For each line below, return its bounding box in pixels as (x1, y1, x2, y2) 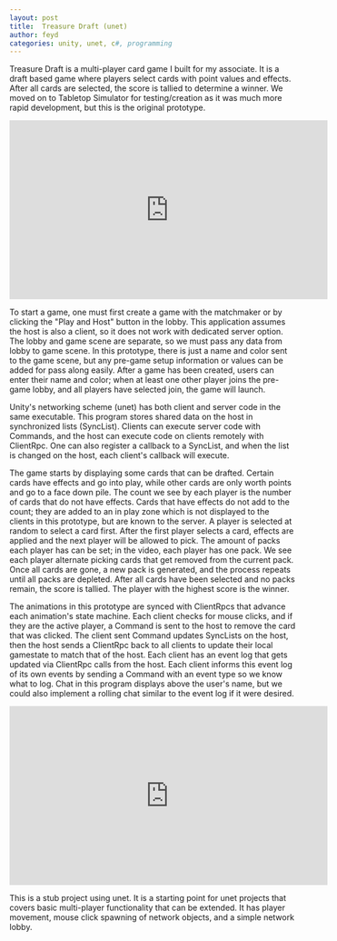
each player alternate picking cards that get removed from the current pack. (9, 555, 294, 566)
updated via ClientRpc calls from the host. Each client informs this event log (9, 659, 292, 670)
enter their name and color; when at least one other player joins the (9, 375, 262, 385)
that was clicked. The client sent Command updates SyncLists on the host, (9, 630, 289, 641)
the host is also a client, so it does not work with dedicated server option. (9, 326, 283, 337)
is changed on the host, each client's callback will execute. (9, 450, 230, 461)
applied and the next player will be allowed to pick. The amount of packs (9, 536, 281, 546)
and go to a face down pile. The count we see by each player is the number (9, 487, 292, 498)
